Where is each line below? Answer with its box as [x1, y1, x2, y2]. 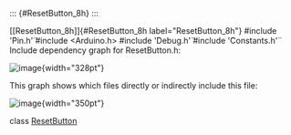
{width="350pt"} [41, 98, 105, 109]
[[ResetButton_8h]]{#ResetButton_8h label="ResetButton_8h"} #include [9, 26, 277, 36]
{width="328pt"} [41, 63, 105, 73]
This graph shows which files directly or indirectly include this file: [9, 80, 258, 90]
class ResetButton [9, 116, 78, 126]
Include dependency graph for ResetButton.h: [9, 45, 182, 56]
